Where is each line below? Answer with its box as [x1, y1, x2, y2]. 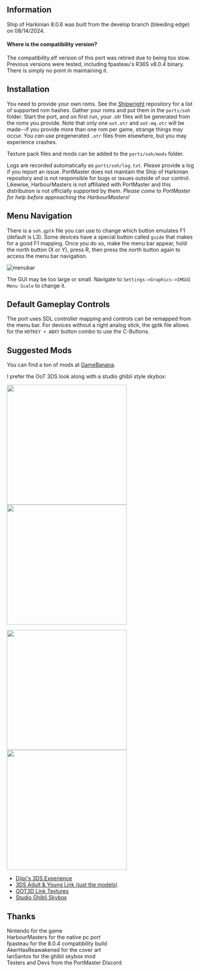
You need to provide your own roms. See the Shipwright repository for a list [7, 100, 193, 107]
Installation [7, 84, 50, 95]
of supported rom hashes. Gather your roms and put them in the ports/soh [7, 106, 190, 113]
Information [7, 5, 52, 15]
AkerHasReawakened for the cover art [7, 946, 101, 954]
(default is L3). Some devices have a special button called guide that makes [7, 233, 193, 241]
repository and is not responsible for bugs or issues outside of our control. [7, 174, 190, 182]
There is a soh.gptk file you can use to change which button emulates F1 [7, 227, 186, 234]
